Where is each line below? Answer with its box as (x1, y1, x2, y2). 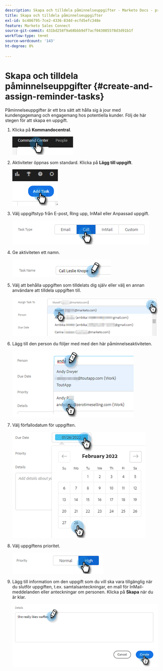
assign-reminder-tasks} (5, 91, 104, 102)
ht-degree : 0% (5, 44, 34, 49)
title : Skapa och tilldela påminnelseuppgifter (5, 13, 103, 18)
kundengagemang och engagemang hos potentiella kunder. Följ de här (5, 112, 147, 118)
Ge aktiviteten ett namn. (12, 249, 60, 255)
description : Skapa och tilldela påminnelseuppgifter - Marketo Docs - (5, 8, 153, 13)
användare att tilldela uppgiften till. (12, 287, 81, 293)
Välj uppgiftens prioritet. (12, 543, 61, 549)
